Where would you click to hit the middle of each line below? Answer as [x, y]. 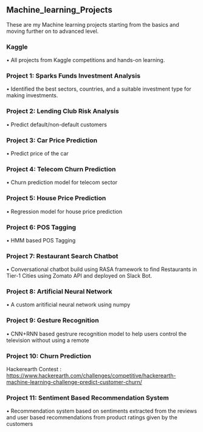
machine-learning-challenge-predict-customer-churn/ [74, 382]
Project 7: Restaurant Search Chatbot [62, 256]
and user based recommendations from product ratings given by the [92, 417]
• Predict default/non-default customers [57, 125]
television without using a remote [48, 340]
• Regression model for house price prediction [64, 211]
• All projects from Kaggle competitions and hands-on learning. [86, 60]
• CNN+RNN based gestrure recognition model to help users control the [97, 334]
